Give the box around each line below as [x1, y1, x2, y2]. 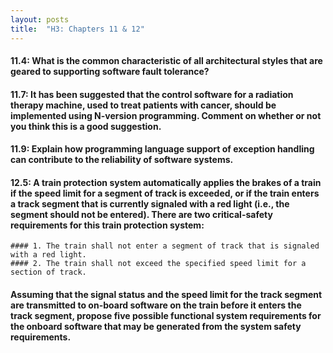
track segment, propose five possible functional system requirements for [10, 310, 322, 322]
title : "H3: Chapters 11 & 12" [10, 24, 145, 34]
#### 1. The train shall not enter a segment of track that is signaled [10, 241, 320, 251]
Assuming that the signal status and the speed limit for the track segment [10, 289, 323, 301]
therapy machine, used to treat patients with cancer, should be [10, 99, 277, 111]
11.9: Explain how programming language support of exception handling [10, 143, 315, 155]
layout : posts [10, 14, 70, 25]
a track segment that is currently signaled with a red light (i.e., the [10, 197, 290, 210]
